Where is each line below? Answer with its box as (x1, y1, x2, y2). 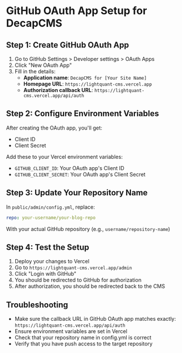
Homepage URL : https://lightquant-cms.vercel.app (23, 80, 152, 87)
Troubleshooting (6, 300, 69, 310)
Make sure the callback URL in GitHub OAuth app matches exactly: (14, 315, 176, 323)
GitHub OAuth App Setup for (6, 4, 147, 18)
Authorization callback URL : (23, 87, 93, 93)
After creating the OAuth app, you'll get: (6, 124, 103, 131)
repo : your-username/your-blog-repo (6, 215, 96, 220)
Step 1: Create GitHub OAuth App (6, 40, 129, 50)
